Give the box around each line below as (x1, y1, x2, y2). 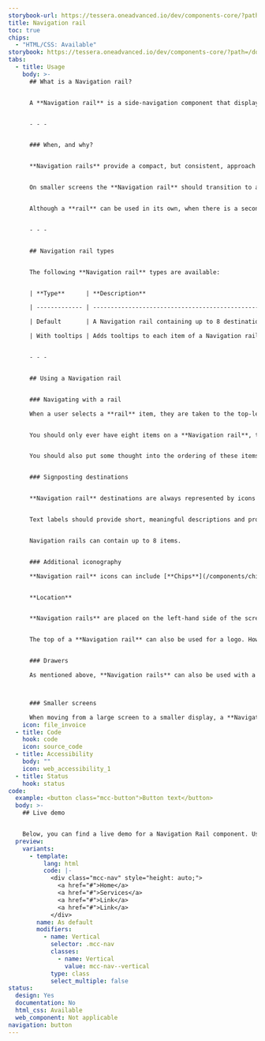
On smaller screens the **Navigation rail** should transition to (28, 183, 252, 192)
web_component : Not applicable (15, 1013, 118, 1021)
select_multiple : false (50, 977, 129, 985)
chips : (8, 33, 30, 42)
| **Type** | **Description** (28, 289, 147, 297)
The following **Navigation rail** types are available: (28, 268, 221, 276)
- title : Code (15, 728, 62, 736)
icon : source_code (22, 743, 83, 751)
